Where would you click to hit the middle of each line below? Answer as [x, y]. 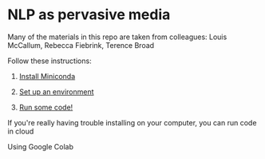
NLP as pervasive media [89, 15]
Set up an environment [56, 91]
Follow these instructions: [50, 61]
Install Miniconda [47, 76]
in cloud [21, 131]
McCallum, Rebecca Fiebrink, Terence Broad [81, 45]
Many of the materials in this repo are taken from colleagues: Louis [117, 37]
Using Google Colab [40, 146]
